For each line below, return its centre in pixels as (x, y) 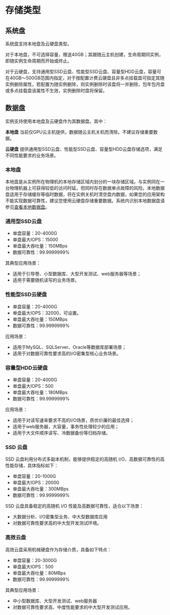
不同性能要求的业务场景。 (32, 155)
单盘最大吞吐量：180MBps (40, 392)
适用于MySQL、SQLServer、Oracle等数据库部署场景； (69, 347)
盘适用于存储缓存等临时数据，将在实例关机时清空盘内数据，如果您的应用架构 (85, 194)
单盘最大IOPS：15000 (35, 240)
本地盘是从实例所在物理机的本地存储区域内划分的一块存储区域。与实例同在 (83, 182)
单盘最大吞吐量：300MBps (40, 489)
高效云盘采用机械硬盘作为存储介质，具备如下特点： (58, 549)
